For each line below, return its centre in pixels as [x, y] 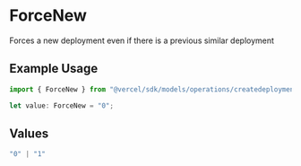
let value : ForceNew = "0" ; [62, 105]
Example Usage [54, 69]
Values [29, 133]
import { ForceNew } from [57, 89]
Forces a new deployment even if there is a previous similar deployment [142, 40]
